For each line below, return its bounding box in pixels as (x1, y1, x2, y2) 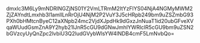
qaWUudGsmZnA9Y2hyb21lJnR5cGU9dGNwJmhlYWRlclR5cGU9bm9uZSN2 (6, 24, 194, 31)
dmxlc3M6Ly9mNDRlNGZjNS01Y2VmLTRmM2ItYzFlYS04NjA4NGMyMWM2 (6, 5, 193, 12)
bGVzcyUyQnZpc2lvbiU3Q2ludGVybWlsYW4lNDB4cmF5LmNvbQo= (6, 30, 175, 37)
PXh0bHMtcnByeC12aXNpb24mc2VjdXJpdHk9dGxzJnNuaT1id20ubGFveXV (6, 18, 194, 24)
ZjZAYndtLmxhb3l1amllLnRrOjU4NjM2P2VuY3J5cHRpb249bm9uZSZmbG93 (6, 11, 194, 18)
